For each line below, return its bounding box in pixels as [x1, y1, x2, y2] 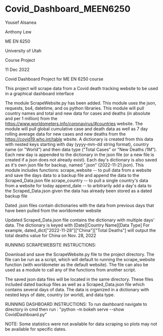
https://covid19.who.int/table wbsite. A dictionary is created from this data [5, 136, 153, 142]
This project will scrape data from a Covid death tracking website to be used [5, 85, 158, 91]
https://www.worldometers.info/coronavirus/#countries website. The [5, 121, 143, 126]
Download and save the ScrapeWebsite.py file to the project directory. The [5, 251, 155, 257]
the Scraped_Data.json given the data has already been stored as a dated [5, 188, 152, 194]
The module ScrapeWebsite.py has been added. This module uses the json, [5, 100, 157, 106]
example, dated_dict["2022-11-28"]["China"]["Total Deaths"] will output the [5, 227, 156, 233]
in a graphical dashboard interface [5, 90, 74, 96]
